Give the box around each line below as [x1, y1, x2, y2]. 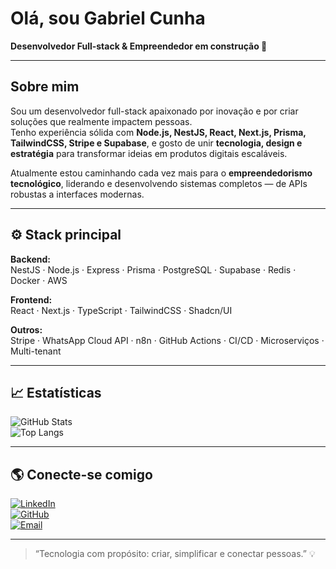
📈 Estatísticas [10, 384, 102, 401]
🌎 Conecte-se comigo [10, 466, 153, 483]
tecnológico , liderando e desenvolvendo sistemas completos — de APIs [10, 177, 308, 189]
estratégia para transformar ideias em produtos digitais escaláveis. [10, 147, 288, 159]
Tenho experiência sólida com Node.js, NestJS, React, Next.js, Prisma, [10, 126, 307, 138]
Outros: [10, 323, 43, 336]
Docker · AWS [10, 274, 68, 286]
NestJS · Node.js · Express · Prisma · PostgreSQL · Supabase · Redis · [10, 263, 297, 276]
